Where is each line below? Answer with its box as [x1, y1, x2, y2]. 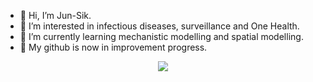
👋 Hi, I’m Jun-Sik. [19, 10, 92, 21]
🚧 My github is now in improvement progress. [19, 41, 208, 53]
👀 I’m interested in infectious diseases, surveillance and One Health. [19, 20, 300, 32]
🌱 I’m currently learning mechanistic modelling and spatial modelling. [19, 31, 304, 42]
